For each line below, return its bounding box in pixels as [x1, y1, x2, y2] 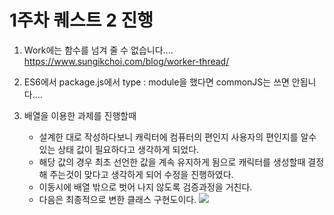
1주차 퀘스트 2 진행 [9, 9, 154, 32]
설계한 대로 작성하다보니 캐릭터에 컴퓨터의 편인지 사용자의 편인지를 [38, 131, 299, 143]
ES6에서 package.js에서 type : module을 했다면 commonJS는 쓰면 [23, 76, 290, 88]
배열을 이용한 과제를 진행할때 [23, 109, 137, 121]
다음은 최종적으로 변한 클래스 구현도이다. [38, 193, 197, 205]
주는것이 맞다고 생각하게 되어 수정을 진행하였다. [49, 168, 234, 180]
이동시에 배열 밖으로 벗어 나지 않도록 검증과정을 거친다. [38, 181, 253, 193]
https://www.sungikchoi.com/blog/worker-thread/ [23, 55, 230, 67]
